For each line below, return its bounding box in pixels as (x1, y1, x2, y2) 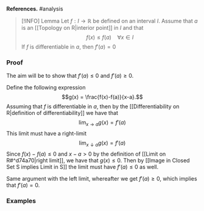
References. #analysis (6, 5, 63, 12)
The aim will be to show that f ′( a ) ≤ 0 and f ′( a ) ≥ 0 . (6, 72, 134, 80)
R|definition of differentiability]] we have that (6, 109, 119, 117)
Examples (6, 196, 37, 205)
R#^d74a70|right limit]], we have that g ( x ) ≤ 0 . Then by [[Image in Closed (6, 156, 190, 164)
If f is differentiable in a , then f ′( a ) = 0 (21, 43, 116, 50)
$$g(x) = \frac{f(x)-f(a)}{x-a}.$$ (62, 94, 143, 101)
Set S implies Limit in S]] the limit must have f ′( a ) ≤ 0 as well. (6, 163, 159, 170)
